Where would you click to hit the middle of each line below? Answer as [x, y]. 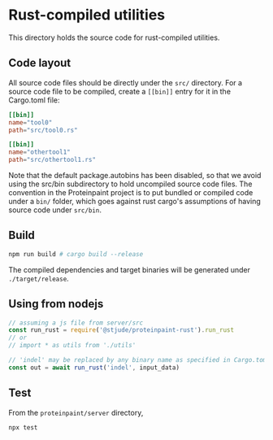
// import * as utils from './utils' [72, 346]
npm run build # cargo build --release [76, 254]
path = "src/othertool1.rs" [52, 160]
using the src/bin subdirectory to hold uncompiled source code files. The [130, 184]
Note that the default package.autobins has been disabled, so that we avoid [135, 175]
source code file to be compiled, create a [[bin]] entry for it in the [120, 91]
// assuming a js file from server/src [76, 323]
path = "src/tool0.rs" [43, 130]
